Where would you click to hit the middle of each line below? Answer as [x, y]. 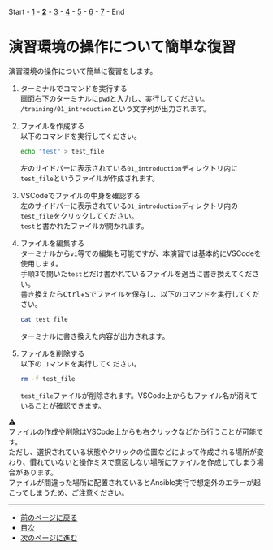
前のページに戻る [49, 517]
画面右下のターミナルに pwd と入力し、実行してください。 [115, 98]
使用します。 [41, 263]
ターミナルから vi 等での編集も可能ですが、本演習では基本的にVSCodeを [141, 253]
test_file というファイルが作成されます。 [90, 178]
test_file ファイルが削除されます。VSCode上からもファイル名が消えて [139, 395]
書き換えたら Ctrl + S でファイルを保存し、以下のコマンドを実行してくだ [140, 294]
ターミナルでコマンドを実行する [74, 88]
